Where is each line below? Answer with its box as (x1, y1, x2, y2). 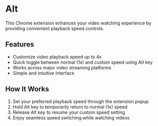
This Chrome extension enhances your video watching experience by (5, 20, 152, 26)
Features (5, 40, 34, 49)
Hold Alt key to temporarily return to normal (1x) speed (12, 104, 128, 110)
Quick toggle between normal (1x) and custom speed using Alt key (12, 59, 153, 65)
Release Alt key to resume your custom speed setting (12, 109, 125, 115)
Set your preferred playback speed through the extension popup (12, 98, 149, 105)
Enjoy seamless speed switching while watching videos (12, 114, 130, 120)
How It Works (5, 85, 50, 93)
